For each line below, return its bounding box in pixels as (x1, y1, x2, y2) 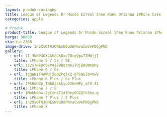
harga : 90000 (5, 35, 32, 40)
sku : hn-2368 (5, 39, 32, 45)
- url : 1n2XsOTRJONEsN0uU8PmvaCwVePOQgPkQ (9, 100, 99, 105)
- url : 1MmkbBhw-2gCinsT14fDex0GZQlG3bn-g (9, 90, 99, 95)
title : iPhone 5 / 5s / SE (14, 58, 70, 63)
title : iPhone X (14, 104, 48, 110)
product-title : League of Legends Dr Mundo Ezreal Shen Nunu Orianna (5, 30, 153, 35)
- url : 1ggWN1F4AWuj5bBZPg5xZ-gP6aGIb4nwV (9, 72, 99, 77)
